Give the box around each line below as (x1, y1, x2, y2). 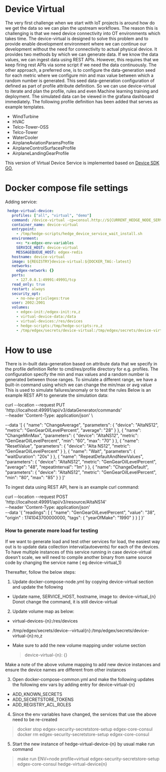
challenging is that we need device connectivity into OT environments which (5, 30, 161, 36)
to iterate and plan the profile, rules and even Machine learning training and (5, 88, 159, 94)
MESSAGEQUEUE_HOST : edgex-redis (16, 250, 83, 255)
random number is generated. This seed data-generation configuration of (5, 78, 155, 84)
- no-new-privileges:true (16, 296, 70, 301)
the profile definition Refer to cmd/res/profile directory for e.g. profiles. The (5, 366, 159, 372)
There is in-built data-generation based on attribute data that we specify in (5, 361, 158, 367)
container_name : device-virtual (11, 222, 79, 227)
